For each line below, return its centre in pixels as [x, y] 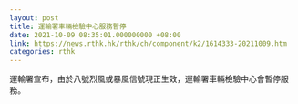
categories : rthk [42, 52]
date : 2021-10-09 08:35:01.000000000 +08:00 [95, 35]
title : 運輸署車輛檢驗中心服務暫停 [68, 26]
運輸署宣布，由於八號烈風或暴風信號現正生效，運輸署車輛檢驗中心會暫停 [145, 79]
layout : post [34, 18]
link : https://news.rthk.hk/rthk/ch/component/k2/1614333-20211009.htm [148, 43]
